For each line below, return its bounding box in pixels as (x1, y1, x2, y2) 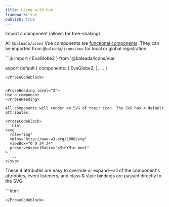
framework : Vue (5, 12, 37, 17)
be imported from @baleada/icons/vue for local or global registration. (5, 46, 148, 52)
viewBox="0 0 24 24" (10, 141, 53, 146)
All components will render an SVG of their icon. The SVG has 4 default (5, 106, 164, 111)
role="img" (10, 132, 33, 137)
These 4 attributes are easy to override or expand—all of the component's (5, 167, 160, 174)
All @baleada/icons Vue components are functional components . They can (5, 40, 159, 46)
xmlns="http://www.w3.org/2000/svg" (10, 136, 87, 142)
